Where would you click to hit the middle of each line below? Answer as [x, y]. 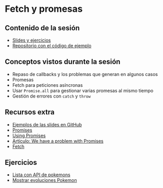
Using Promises [29, 135]
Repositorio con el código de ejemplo [52, 46]
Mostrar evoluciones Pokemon [44, 180]
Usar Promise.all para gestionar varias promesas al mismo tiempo [83, 90]
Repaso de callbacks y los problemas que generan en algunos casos [85, 74]
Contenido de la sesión [42, 28]
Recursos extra [30, 112]
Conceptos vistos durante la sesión [63, 62]
